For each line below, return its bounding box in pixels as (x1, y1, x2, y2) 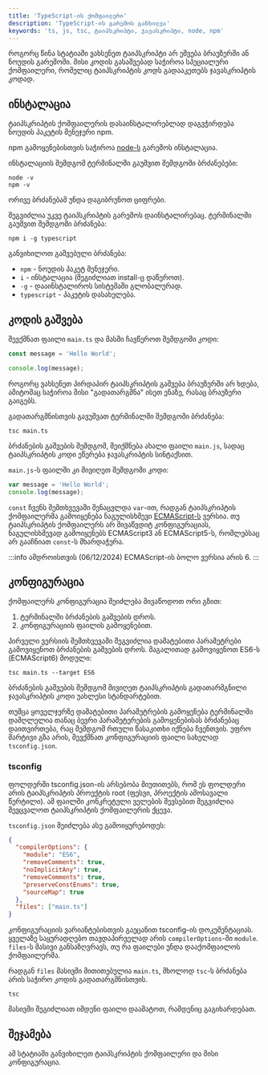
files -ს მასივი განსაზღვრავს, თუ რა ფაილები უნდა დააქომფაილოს (8, 942, 241, 951)
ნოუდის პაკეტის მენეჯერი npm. (8, 128, 114, 137)
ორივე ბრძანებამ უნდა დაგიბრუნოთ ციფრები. (8, 195, 167, 205)
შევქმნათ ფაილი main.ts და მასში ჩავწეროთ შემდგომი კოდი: (8, 335, 219, 343)
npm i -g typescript (8, 234, 78, 243)
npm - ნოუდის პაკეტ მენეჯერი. (19, 264, 120, 274)
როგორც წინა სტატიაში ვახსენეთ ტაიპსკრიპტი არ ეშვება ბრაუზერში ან (8, 49, 250, 59)
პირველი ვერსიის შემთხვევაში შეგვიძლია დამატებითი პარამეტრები (8, 636, 242, 646)
